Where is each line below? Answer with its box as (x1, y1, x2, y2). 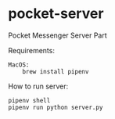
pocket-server (8, 5, 104, 23)
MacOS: (8, 60, 30, 69)
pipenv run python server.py (8, 103, 103, 111)
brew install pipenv (22, 67, 89, 75)
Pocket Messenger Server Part (8, 31, 107, 40)
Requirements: (8, 45, 55, 55)
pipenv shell (8, 96, 51, 104)
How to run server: (8, 81, 69, 91)
